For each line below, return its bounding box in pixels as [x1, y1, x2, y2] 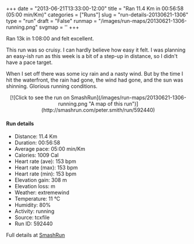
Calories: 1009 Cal [14, 152, 59, 159]
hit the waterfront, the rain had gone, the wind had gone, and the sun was [6, 76, 183, 83]
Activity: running [14, 208, 54, 215]
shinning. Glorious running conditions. [6, 83, 98, 90]
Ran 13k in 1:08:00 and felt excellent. [6, 35, 95, 42]
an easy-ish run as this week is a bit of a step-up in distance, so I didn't [6, 53, 178, 59]
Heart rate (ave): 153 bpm [14, 158, 77, 165]
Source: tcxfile [14, 214, 50, 221]
